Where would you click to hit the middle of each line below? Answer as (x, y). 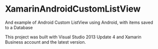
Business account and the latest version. (46, 42)
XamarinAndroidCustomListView (73, 9)
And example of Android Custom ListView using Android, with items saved (79, 22)
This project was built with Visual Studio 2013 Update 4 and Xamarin (73, 37)
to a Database (19, 27)
